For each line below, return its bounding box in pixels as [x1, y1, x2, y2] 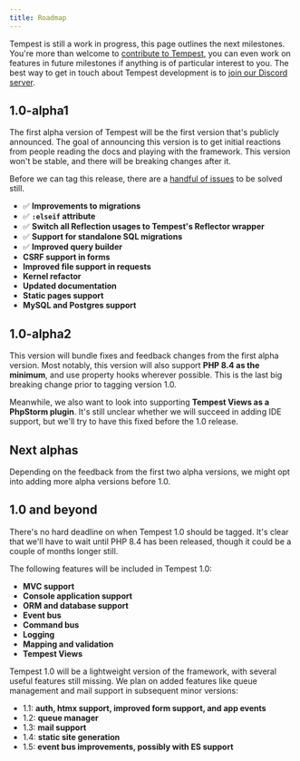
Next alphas [9, 442, 79, 458]
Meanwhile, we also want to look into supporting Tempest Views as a [9, 396, 270, 408]
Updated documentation [22, 280, 118, 291]
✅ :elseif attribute [22, 210, 96, 222]
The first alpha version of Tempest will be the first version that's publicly [9, 127, 279, 138]
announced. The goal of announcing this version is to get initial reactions [9, 137, 282, 148]
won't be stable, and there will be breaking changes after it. [9, 156, 231, 167]
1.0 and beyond [9, 502, 98, 518]
